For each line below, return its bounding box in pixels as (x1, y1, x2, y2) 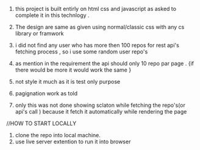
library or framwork (15, 30, 64, 37)
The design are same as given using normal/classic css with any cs (15, 24, 185, 30)
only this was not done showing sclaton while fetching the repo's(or (15, 101, 186, 109)
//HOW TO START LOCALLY (6, 120, 77, 127)
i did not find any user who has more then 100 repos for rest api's (15, 42, 180, 49)
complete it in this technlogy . (15, 12, 90, 19)
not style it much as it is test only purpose (15, 78, 121, 85)
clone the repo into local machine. (15, 132, 101, 138)
